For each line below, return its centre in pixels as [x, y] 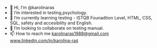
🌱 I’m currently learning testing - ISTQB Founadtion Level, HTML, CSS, [81, 18]
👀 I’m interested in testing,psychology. [48, 13]
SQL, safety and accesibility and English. [51, 23]
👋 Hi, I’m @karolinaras [32, 8]
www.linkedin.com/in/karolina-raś [44, 40]
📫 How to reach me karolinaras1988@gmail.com [59, 33]
